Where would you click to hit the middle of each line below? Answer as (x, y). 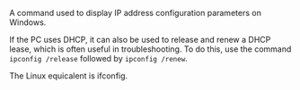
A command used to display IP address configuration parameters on (136, 13)
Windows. (28, 22)
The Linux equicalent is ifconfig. (69, 76)
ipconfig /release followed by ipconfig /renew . (99, 58)
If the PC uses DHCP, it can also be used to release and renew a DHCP (140, 40)
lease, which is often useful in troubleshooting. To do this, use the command (150, 49)
